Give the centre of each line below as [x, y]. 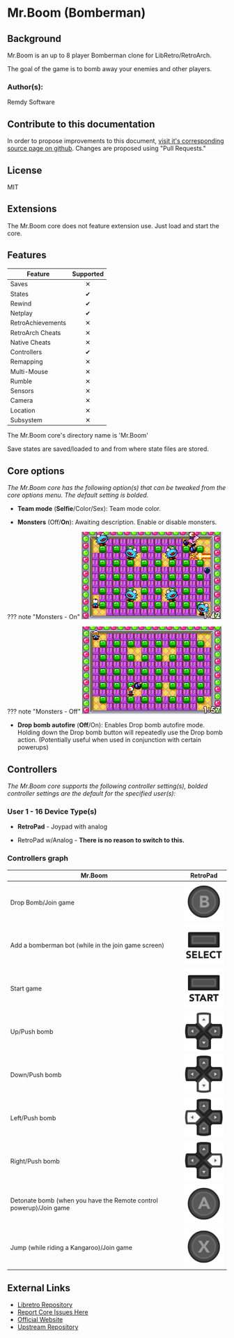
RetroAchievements [38, 323]
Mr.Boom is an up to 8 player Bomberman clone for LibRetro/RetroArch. [110, 55]
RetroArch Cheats [36, 332]
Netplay [21, 313]
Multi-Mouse [29, 371]
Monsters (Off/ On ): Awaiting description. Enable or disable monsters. [117, 522]
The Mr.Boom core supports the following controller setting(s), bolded [107, 786]
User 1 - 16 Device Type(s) [52, 811]
